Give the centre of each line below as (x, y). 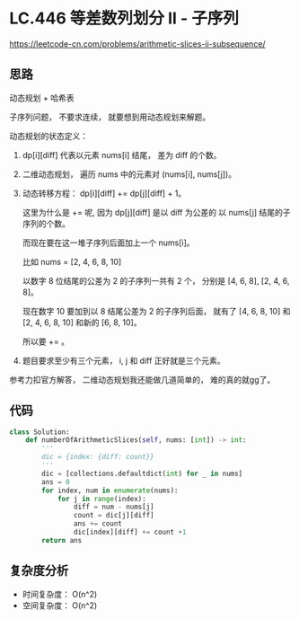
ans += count (98, 524)
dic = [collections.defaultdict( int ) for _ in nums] (142, 473)
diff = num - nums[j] (114, 507)
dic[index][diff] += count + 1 (130, 532)
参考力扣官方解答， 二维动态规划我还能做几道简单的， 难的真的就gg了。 (142, 379)
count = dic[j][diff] (114, 516)
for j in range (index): (101, 499)
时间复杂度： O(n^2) (60, 594)
